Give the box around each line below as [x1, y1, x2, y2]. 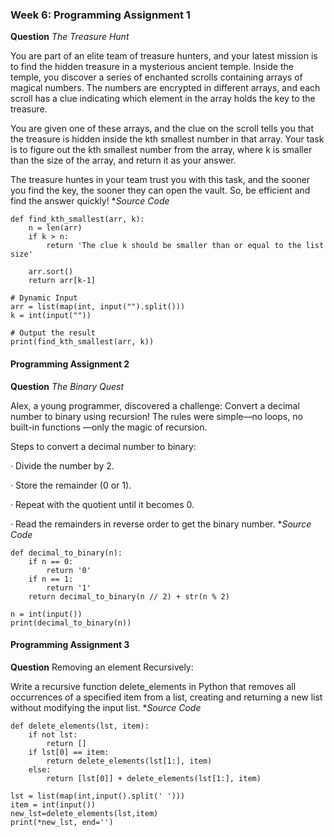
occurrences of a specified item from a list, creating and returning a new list [10, 691, 323, 703]
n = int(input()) [10, 609, 83, 619]
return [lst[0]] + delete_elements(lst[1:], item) [46, 773, 262, 783]
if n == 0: [28, 556, 74, 567]
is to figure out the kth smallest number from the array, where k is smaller [10, 144, 313, 156]
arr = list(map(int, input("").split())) [10, 302, 186, 312]
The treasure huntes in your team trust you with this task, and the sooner [10, 174, 311, 186]
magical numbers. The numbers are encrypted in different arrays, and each [10, 82, 321, 94]
